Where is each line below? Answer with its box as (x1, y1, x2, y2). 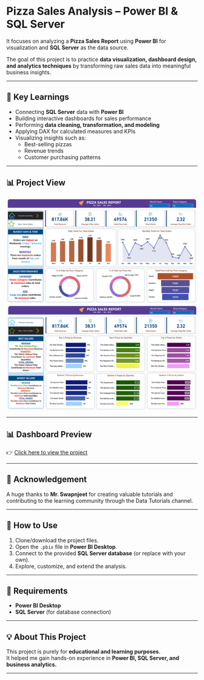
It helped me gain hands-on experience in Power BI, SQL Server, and (6, 654, 179, 662)
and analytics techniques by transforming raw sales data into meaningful (6, 62, 191, 69)
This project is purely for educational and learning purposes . (6, 648, 161, 656)
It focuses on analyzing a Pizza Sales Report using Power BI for (6, 37, 167, 44)
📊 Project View (6, 178, 66, 188)
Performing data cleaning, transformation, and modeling (15, 121, 160, 129)
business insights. (6, 68, 52, 76)
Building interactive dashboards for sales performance (15, 115, 152, 122)
